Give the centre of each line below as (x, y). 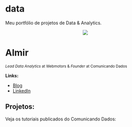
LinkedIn (22, 91)
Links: (12, 75)
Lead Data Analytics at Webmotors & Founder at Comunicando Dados (66, 66)
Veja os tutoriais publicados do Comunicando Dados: (61, 119)
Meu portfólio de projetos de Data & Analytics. (54, 23)
